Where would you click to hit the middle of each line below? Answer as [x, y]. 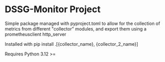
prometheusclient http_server [36, 34]
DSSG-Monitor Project [53, 9]
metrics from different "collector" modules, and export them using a [76, 28]
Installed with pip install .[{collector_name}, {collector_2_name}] [71, 44]
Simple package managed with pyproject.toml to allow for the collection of [82, 23]
